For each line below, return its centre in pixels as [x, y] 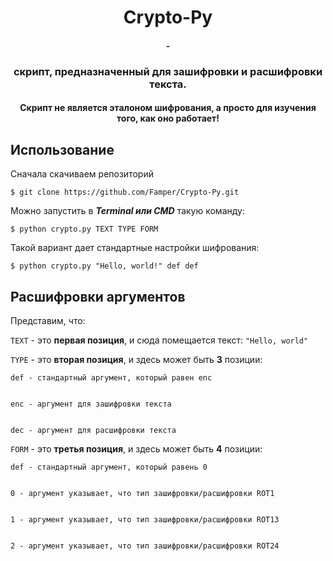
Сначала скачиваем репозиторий [82, 174]
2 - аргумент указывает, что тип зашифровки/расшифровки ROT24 [145, 546]
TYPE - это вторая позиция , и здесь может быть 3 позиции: [136, 359]
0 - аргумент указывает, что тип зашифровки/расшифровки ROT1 [142, 493]
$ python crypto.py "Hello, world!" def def [104, 266]
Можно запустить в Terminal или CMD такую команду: [127, 211]
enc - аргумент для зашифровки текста [91, 404]
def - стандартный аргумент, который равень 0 [109, 467]
